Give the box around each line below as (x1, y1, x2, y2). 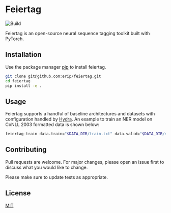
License (5, 189, 31, 198)
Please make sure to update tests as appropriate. (5, 174, 108, 180)
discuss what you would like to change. (5, 164, 88, 170)
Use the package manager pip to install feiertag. (5, 64, 106, 70)
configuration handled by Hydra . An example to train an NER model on (5, 116, 153, 123)
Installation (5, 50, 42, 59)
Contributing (5, 145, 47, 154)
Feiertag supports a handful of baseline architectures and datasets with (5, 111, 155, 117)
